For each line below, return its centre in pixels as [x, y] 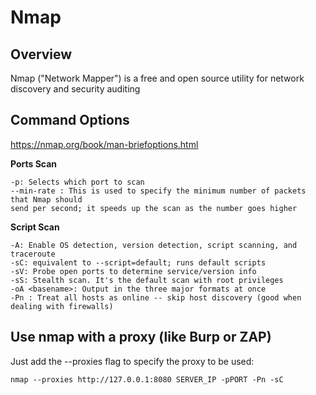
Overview [41, 54]
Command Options [70, 120]
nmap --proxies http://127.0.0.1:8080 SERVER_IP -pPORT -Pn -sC [147, 379]
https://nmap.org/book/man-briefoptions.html [104, 144]
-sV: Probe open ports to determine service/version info [133, 271]
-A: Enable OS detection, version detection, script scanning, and [154, 245]
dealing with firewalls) [62, 306]
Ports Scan [34, 163]
